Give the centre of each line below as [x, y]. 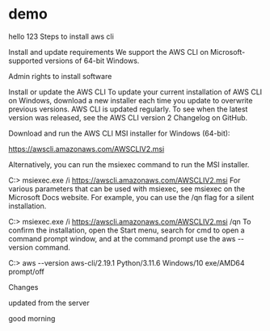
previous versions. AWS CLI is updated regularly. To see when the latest [128, 109]
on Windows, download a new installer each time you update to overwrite [131, 100]
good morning [32, 318]
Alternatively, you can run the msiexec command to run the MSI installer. [129, 164]
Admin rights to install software [60, 76]
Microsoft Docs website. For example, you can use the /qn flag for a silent [131, 197]
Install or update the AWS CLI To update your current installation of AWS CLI [135, 92]
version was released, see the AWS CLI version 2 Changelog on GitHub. [128, 117]
